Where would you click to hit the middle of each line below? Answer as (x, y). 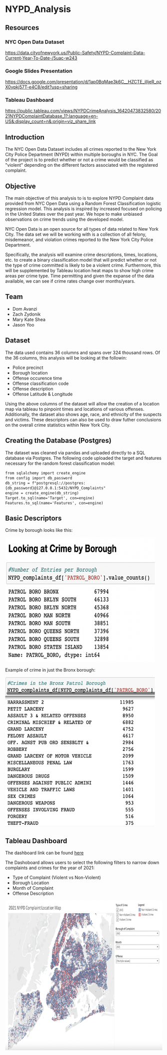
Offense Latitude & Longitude (43, 394)
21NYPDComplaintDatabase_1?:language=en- (52, 116)
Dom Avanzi (25, 309)
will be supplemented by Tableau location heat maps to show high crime (79, 271)
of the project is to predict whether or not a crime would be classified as (79, 160)
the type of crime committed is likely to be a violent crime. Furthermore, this (83, 265)
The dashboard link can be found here (44, 853)
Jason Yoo (23, 325)
